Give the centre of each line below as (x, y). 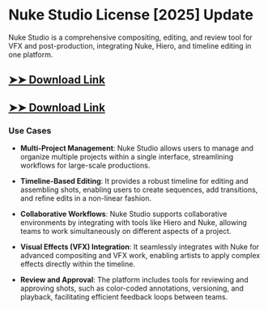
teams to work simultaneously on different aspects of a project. (126, 231)
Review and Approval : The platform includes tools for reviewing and (134, 280)
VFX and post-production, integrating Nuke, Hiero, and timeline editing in (130, 45)
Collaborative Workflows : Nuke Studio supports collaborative (123, 214)
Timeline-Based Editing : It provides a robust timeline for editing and (134, 181)
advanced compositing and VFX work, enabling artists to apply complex (140, 256)
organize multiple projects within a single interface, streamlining (127, 157)
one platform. (31, 54)
